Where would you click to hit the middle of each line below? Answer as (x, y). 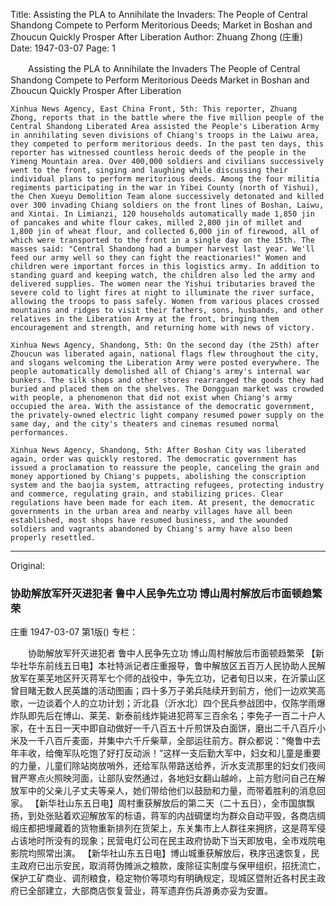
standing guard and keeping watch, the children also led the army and (162, 275)
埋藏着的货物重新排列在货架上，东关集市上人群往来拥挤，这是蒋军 (180, 828)
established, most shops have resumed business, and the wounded (149, 520)
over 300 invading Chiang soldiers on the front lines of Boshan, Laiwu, (167, 205)
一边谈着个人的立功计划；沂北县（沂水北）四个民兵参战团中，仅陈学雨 (172, 703)
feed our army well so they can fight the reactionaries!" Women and (158, 258)
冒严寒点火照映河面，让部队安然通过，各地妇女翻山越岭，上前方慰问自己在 (163, 778)
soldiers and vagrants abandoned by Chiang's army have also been (151, 529)
